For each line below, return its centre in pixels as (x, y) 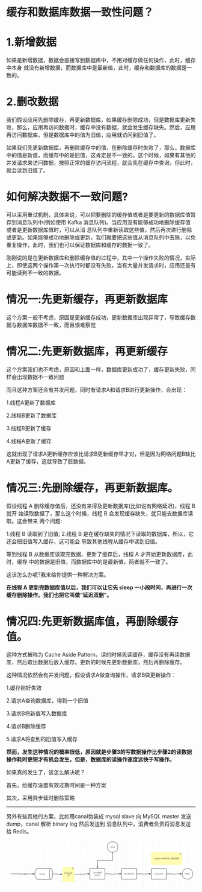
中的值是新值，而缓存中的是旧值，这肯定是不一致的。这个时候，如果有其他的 (101, 155)
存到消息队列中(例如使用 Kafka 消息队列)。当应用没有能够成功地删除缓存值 (99, 222)
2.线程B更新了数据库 (32, 415)
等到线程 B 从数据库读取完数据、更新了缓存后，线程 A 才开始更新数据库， (97, 554)
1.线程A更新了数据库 (31, 403)
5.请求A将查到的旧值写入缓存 (42, 739)
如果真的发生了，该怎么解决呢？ (46, 772)
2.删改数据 (32, 102)
